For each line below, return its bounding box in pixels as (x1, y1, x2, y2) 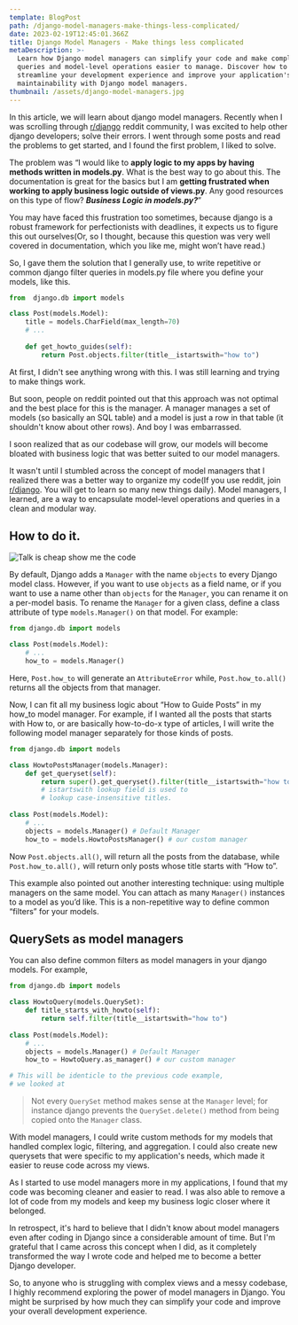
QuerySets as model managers (9, 931, 184, 946)
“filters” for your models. (9, 906, 99, 916)
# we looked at (9, 1079, 66, 1089)
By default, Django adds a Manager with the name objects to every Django (9, 569, 278, 580)
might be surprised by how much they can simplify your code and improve (9, 1297, 281, 1306)
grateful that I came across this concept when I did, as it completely (9, 1242, 257, 1251)
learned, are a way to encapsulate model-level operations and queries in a (9, 493, 281, 504)
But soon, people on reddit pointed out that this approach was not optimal (9, 393, 279, 404)
